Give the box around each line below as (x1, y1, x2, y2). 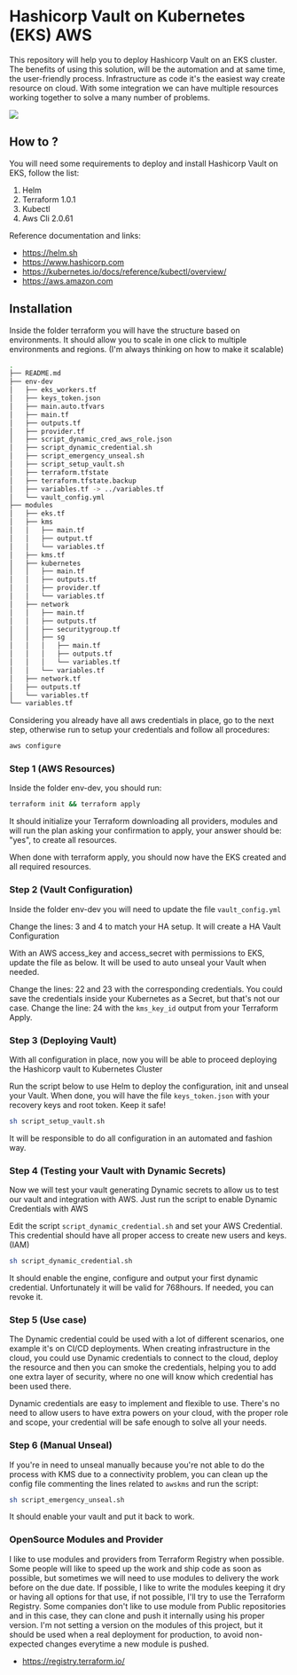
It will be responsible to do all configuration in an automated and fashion (9, 1133, 273, 1144)
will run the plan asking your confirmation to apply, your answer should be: (9, 825, 282, 836)
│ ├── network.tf (9, 674, 82, 683)
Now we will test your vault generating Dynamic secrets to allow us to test (9, 1184, 279, 1195)
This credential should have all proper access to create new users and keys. (9, 1231, 287, 1241)
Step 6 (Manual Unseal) (9, 1439, 113, 1451)
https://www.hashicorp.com (21, 256, 125, 267)
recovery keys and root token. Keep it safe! (9, 1099, 167, 1110)
